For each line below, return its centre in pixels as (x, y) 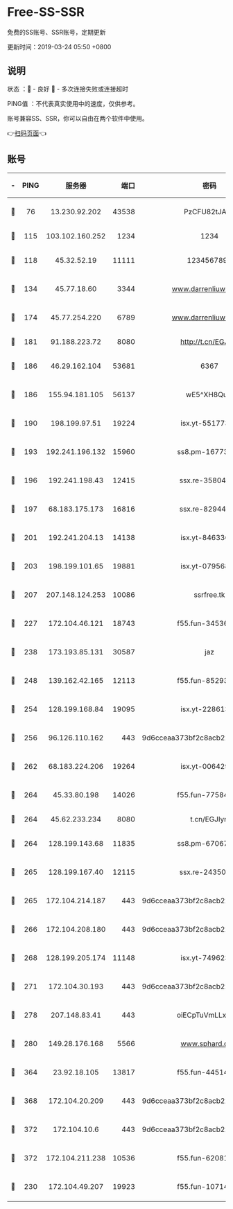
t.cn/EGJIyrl (209, 819)
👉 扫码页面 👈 (27, 133)
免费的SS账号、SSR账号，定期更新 (57, 32)
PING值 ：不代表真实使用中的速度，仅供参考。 (73, 103)
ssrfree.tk (209, 595)
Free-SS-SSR (46, 12)
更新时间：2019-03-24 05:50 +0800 (59, 46)
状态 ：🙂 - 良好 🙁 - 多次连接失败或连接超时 (68, 89)
